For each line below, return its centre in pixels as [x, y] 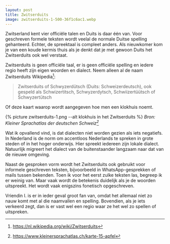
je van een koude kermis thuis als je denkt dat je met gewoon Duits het [79, 50]
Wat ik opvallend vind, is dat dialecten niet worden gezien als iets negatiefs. [84, 133]
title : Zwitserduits [27, 15]
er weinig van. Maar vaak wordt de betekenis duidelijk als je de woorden [80, 180]
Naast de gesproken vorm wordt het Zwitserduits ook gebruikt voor [75, 164]
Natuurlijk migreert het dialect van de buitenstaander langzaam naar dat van [84, 149]
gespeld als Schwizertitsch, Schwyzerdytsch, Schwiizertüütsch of [87, 92]
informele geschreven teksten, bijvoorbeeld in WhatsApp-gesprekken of [80, 170]
